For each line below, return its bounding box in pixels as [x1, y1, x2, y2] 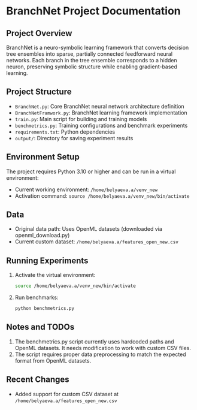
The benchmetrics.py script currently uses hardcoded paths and [14, 337, 175, 345]
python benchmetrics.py [14, 306, 75, 312]
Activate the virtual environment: [14, 272, 96, 279]
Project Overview [6, 28, 72, 38]
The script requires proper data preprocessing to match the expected [14, 351, 187, 358]
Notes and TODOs [6, 322, 75, 332]
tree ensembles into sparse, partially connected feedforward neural [6, 50, 172, 58]
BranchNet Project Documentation [6, 4, 181, 18]
